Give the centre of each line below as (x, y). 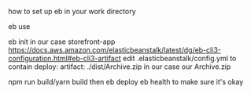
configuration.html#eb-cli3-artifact (65, 58)
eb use (19, 26)
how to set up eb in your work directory (72, 11)
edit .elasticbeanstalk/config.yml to (179, 58)
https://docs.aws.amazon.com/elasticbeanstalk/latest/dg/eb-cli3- (115, 50)
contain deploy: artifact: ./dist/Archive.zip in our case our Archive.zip (120, 67)
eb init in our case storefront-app (62, 42)
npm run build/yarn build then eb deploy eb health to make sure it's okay (126, 82)
